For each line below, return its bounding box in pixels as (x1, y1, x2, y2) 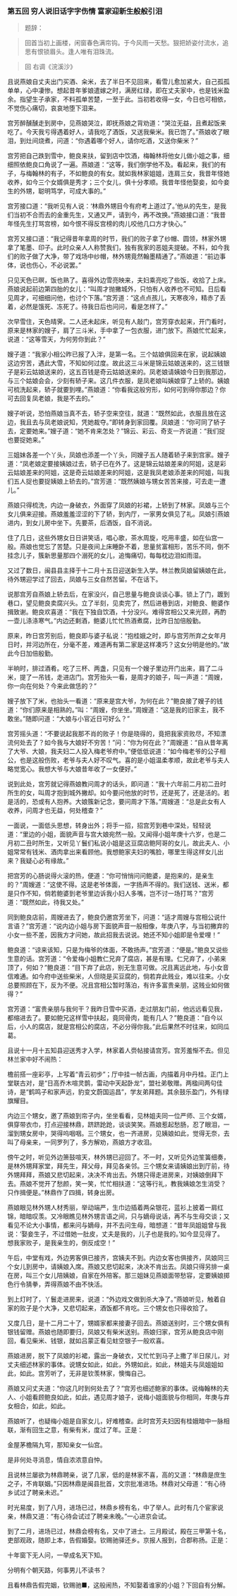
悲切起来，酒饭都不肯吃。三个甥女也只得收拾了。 (68, 1304, 212, 1312)
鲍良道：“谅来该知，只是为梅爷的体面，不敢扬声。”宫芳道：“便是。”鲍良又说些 (7, 946, 229, 954)
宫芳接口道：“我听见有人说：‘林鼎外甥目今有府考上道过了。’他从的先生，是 (7, 202, 221, 210)
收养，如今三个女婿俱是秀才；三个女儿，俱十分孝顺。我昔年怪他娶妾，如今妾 (7, 178, 230, 186)
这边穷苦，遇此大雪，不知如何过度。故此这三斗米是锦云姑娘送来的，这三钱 (7, 359, 224, 368)
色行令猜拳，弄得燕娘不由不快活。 (7, 1280, 107, 1289)
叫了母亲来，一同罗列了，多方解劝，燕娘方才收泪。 (7, 1138, 156, 1146)
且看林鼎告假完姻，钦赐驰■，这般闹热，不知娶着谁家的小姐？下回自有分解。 (7, 1581, 229, 1590)
